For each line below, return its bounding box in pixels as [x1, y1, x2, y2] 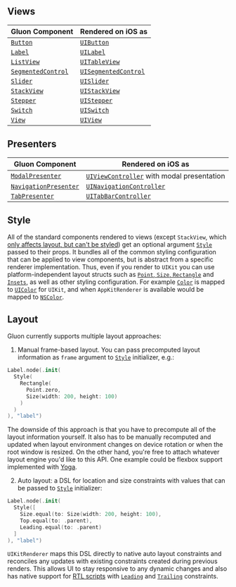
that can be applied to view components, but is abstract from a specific [7, 255, 214, 264]
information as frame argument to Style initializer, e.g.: [17, 353, 174, 362]
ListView [11, 58, 40, 66]
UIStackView [79, 87, 120, 94]
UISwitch [79, 106, 110, 114]
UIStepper [79, 97, 113, 104]
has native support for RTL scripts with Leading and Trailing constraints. [7, 572, 219, 581]
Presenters [7, 138, 57, 150]
